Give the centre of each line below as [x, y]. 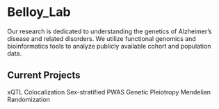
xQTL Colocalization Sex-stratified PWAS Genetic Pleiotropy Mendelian [109, 92]
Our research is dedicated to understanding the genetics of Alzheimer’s [109, 31]
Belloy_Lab [39, 12]
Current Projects [44, 75]
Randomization [29, 99]
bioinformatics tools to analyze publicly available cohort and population [109, 46]
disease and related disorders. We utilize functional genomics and [102, 38]
